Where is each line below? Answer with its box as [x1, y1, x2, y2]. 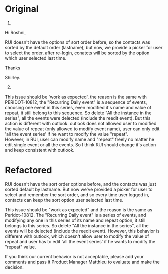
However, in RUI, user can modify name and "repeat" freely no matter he [5, 136, 155, 142]
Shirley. [5, 74, 21, 80]
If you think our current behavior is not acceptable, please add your [5, 253, 144, 259]
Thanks [5, 65, 21, 71]
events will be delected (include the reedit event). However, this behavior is [5, 228, 160, 234]
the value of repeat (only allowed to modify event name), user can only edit [5, 126, 160, 132]
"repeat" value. [5, 244, 36, 250]
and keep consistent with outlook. [5, 147, 75, 153]
